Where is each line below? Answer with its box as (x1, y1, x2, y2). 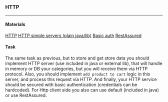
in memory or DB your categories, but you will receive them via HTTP (5, 65, 148, 71)
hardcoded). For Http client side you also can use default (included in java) (5, 86, 159, 93)
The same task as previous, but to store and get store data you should (5, 55, 149, 61)
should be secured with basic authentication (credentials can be (5, 81, 137, 87)
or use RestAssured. (5, 92, 47, 98)
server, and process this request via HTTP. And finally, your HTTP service (5, 76, 157, 82)
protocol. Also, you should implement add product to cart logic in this (5, 71, 150, 77)
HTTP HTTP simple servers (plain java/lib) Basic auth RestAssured (5, 32, 141, 38)
